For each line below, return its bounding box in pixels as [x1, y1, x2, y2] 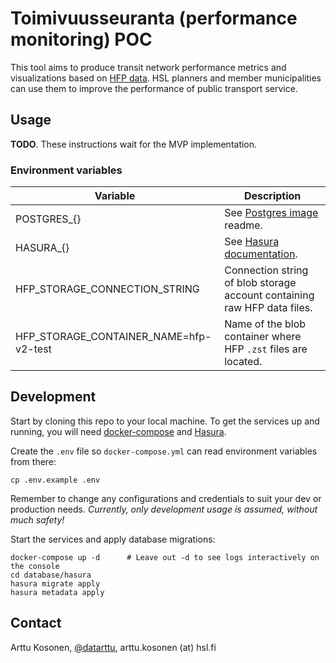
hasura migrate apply [10, 578, 101, 589]
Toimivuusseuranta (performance [10, 7, 298, 30]
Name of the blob [224, 317, 307, 331]
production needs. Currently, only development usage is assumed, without [10, 503, 318, 515]
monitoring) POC [10, 28, 153, 51]
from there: [10, 455, 57, 467]
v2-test [15, 342, 52, 356]
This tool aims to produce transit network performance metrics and [10, 61, 287, 73]
